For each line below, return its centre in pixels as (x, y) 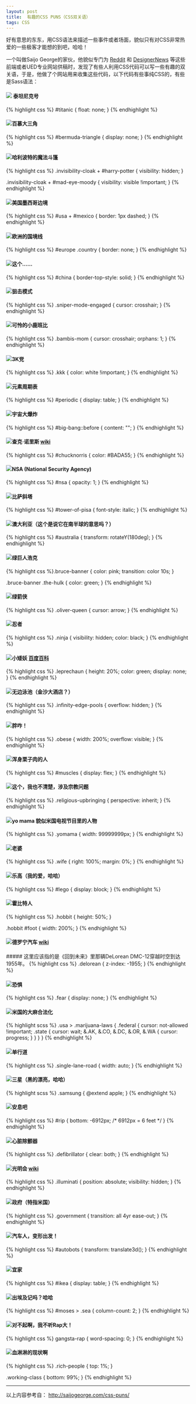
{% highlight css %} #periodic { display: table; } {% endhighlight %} (87, 400)
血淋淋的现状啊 (30, 1352)
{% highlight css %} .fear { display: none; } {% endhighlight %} (82, 998)
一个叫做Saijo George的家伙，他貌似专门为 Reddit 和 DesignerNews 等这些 (96, 60)
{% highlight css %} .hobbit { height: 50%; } (59, 917)
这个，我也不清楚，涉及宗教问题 (50, 787)
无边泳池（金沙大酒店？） (43, 692)
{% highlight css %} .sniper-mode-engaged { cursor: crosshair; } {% (88, 305)
